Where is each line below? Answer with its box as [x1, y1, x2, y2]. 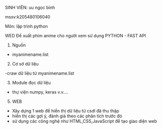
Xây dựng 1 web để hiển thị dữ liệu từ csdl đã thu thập [12, 108, 120, 113]
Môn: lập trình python [5, 23, 48, 29]
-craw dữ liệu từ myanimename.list [5, 70, 74, 76]
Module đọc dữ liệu [12, 80, 51, 85]
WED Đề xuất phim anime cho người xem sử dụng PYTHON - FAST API [5, 33, 146, 38]
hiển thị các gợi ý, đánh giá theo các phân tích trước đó [12, 113, 122, 119]
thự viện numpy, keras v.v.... [12, 89, 68, 95]
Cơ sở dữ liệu [12, 61, 39, 66]
